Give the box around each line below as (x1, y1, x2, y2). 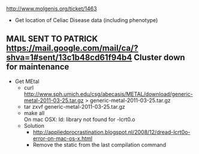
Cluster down (134, 53, 185, 63)
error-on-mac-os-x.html (32, 134, 93, 142)
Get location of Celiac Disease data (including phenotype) (14, 17, 158, 23)
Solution (23, 122, 45, 129)
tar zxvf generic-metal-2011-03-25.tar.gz (23, 103, 125, 110)
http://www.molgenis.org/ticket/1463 (6, 5, 97, 12)
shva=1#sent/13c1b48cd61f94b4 (6, 53, 132, 63)
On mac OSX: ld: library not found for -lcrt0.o (23, 116, 135, 123)
